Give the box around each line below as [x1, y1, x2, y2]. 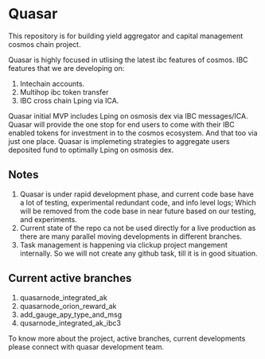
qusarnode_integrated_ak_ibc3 [19, 318, 122, 327]
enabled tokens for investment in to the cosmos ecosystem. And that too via [8, 128, 258, 138]
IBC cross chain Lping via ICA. [19, 96, 119, 105]
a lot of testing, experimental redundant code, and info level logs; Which [19, 197, 256, 207]
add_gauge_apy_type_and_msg [19, 310, 122, 319]
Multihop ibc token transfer [19, 87, 109, 96]
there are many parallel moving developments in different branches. [19, 232, 243, 241]
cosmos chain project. [8, 39, 81, 49]
